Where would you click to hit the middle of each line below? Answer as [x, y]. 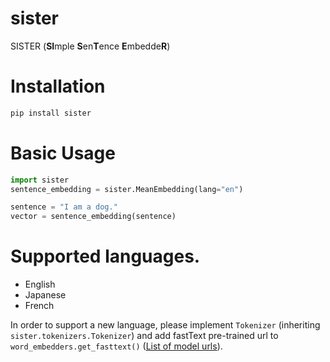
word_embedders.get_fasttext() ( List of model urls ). [116, 346]
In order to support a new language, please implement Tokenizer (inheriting [165, 325]
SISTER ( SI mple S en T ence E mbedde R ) [90, 46]
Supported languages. [105, 256]
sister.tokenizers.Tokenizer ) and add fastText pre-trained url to [144, 336]
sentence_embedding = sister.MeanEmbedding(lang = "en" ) [127, 189]
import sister [40, 180]
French [39, 306]
